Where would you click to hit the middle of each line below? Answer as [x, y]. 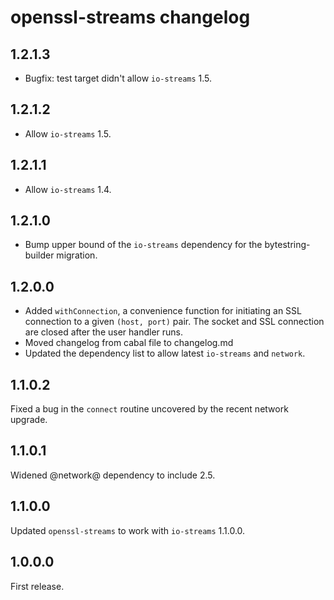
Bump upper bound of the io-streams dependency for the [143, 245]
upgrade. [29, 420]
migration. [77, 255]
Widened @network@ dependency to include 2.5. [113, 475]
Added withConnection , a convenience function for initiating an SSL [163, 311]
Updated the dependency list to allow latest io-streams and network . [165, 353]
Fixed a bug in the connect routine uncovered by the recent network [149, 409]
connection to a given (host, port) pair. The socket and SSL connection [174, 322]
